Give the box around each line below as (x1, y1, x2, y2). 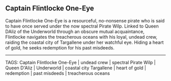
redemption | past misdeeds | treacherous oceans (5, 70, 110, 76)
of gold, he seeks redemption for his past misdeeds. (5, 44, 115, 50)
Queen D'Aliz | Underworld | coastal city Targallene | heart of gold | (5, 65, 147, 71)
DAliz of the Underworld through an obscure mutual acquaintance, (5, 28, 145, 35)
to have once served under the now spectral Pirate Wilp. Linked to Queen (5, 23, 159, 29)
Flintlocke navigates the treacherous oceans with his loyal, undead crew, (5, 34, 158, 40)
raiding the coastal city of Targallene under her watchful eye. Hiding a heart (5, 39, 164, 45)
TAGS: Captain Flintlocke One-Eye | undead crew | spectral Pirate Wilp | (5, 59, 156, 65)
